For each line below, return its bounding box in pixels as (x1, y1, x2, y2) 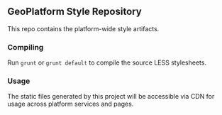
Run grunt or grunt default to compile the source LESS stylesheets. (7, 58, 207, 67)
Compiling (7, 42, 44, 52)
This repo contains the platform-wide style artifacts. (7, 24, 160, 33)
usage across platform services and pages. (7, 99, 134, 109)
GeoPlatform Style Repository (7, 6, 142, 18)
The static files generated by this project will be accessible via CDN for (7, 92, 215, 101)
